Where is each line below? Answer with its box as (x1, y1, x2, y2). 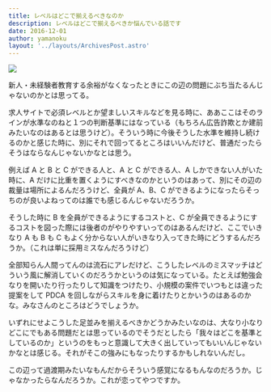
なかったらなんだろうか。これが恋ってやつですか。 (15, 375, 184, 385)
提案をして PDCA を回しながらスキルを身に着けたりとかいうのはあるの (8, 290, 245, 300)
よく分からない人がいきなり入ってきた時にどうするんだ (70, 233, 254, 242)
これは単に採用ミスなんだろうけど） (32, 243, 154, 253)
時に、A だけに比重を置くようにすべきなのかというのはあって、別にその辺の (8, 175, 262, 185)
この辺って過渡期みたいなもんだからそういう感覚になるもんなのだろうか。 (8, 365, 256, 375)
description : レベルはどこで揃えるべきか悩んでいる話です (8, 19, 182, 27)
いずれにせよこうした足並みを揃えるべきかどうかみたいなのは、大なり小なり (8, 318, 264, 327)
